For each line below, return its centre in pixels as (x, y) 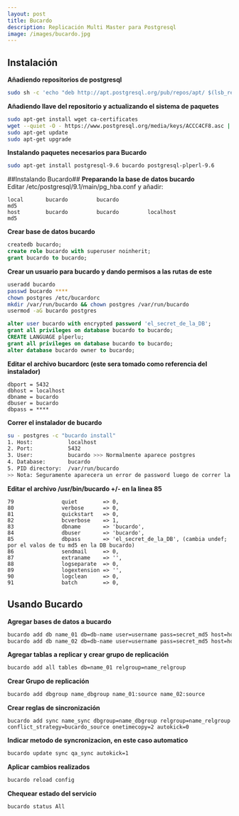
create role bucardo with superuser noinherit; (79, 252)
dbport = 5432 (28, 385)
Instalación (33, 62)
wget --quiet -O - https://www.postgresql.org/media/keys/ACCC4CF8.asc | (119, 126)
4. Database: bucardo (49, 462)
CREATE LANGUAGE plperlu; (46, 337)
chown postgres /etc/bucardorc (54, 298)
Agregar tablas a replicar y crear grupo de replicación (88, 655)
